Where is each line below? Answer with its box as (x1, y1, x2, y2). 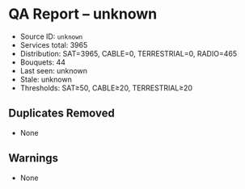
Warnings (8, 151, 59, 166)
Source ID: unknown (19, 31, 83, 41)
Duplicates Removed (8, 107, 116, 120)
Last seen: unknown (19, 65, 87, 75)
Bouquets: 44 (19, 57, 66, 67)
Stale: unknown (19, 74, 73, 84)
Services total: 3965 (19, 40, 88, 49)
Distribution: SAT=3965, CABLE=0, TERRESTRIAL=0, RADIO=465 (19, 48, 237, 58)
